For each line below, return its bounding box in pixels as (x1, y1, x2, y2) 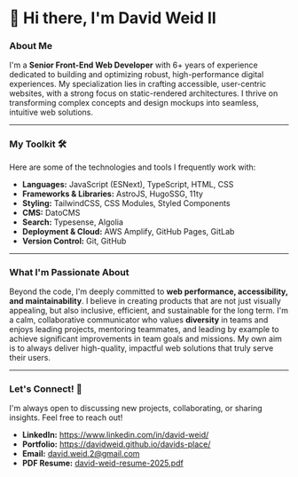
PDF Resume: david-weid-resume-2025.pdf (21, 457, 184, 469)
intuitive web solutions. (9, 107, 93, 118)
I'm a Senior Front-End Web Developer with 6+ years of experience (9, 60, 259, 70)
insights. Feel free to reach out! (9, 412, 123, 423)
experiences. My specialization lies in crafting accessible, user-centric (9, 79, 267, 90)
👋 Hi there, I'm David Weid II (9, 8, 217, 28)
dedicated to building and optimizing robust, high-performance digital (9, 69, 264, 80)
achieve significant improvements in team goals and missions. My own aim (9, 333, 282, 345)
